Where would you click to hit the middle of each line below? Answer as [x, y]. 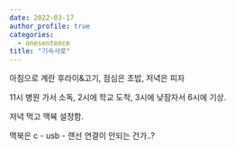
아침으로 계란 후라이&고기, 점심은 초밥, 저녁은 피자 [97, 79]
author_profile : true [50, 26]
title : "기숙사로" [40, 51]
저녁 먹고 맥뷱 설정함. [46, 116]
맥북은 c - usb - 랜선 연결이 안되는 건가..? [82, 135]
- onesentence [44, 43]
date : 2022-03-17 [42, 18]
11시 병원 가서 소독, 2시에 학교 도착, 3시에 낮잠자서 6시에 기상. [118, 98]
